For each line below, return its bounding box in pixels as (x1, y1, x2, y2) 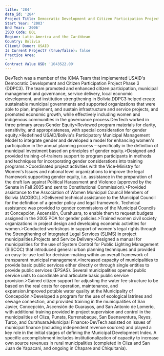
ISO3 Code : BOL (5, 30, 36, 35)
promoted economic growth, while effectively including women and (5, 111, 141, 117)
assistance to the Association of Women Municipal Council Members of (5, 189, 149, 196)
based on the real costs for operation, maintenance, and (5, 283, 118, 289)
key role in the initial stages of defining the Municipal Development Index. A (5, 330, 157, 335)
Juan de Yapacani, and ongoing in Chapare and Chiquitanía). (5, 345, 127, 351)
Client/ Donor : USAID (5, 44, 49, 48)
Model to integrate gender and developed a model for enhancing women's (5, 137, 155, 143)
